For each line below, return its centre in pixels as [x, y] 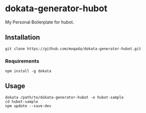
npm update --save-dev [28, 106]
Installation [23, 37]
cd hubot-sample [22, 102]
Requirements [22, 61]
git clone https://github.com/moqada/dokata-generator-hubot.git [73, 49]
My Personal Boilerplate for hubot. [40, 22]
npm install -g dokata [28, 71]
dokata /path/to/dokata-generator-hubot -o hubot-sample [64, 97]
